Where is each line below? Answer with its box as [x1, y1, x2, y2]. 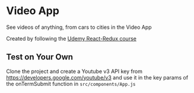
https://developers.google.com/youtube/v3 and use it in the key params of [6, 74, 189, 81]
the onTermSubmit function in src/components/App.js [6, 80, 136, 87]
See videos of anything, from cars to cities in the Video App [6, 24, 152, 31]
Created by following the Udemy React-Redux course [6, 35, 136, 42]
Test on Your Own [6, 52, 73, 62]
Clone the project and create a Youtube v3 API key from [6, 68, 142, 75]
